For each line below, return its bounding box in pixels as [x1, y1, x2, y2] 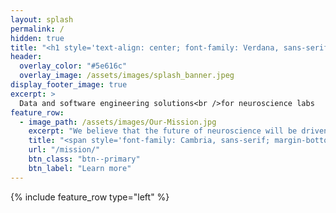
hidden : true [10, 33, 65, 43]
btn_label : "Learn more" [28, 163, 132, 173]
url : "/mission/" [28, 145, 101, 155]
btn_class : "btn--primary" [28, 154, 141, 164]
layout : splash [10, 14, 74, 25]
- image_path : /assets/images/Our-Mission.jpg [19, 117, 217, 127]
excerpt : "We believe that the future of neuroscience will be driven [28, 126, 329, 136]
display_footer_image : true [10, 80, 128, 90]
